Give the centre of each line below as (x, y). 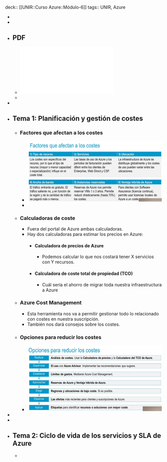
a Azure (50, 290)
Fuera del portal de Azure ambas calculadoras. (75, 229)
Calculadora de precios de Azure (69, 245)
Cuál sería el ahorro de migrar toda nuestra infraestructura (102, 284)
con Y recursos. (58, 262)
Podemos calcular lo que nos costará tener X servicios (98, 257)
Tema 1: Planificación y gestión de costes (78, 118)
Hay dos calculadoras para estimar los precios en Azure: (85, 234)
